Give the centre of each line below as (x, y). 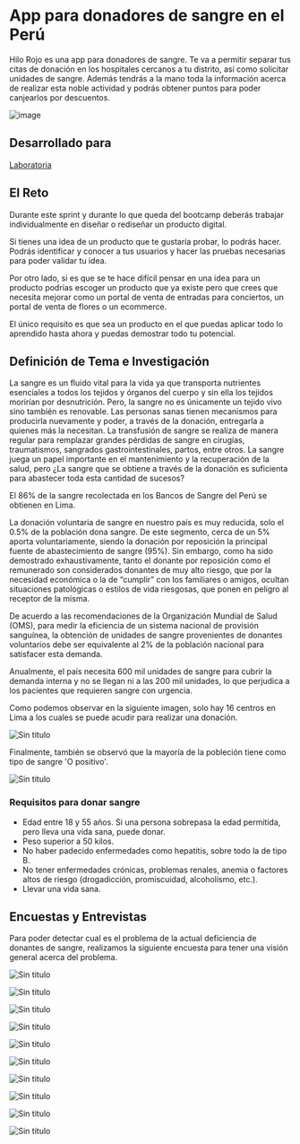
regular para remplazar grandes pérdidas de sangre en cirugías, (127, 440)
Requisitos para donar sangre (75, 802)
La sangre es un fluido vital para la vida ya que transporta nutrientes (135, 383)
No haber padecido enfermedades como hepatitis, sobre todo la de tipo (154, 850)
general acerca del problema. (64, 958)
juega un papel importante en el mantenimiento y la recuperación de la (140, 459)
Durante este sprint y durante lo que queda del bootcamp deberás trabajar (146, 214)
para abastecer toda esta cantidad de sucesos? (97, 478)
